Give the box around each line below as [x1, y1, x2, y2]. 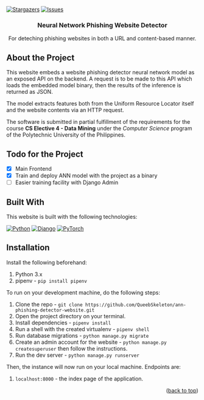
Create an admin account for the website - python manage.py [15, 338, 167, 346]
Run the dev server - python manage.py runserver [15, 351, 140, 359]
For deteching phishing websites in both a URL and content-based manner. [8, 35, 197, 42]
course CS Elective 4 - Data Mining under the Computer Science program [6, 125, 192, 132]
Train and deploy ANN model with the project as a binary [15, 171, 158, 179]
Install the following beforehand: [6, 259, 87, 266]
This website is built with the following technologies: [6, 213, 138, 220]
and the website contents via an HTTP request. [6, 107, 124, 114]
